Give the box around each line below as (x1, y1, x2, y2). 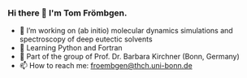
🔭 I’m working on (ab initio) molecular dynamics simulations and (19, 26, 233, 36)
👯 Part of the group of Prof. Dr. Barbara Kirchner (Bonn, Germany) (19, 52, 240, 62)
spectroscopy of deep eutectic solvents (19, 34, 153, 44)
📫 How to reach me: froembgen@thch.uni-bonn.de (19, 61, 193, 71)
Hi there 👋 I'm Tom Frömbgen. (7, 7, 128, 19)
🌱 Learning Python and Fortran (19, 43, 123, 53)
